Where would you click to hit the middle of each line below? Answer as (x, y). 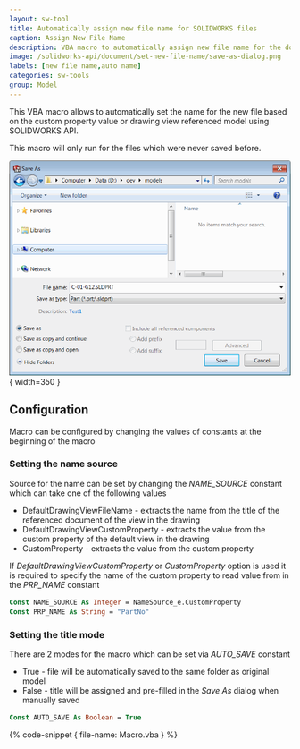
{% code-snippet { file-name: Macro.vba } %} (94, 735)
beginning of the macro (52, 441)
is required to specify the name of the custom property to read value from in (150, 575)
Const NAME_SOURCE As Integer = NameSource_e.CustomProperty (125, 602)
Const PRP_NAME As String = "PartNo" (79, 612)
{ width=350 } (35, 381)
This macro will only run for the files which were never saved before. (135, 148)
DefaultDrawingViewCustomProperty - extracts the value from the (144, 529)
